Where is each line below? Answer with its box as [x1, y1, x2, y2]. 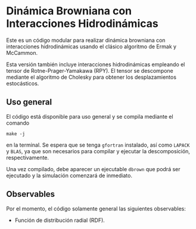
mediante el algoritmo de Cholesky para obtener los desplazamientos [6, 73, 177, 81]
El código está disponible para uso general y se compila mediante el [6, 113, 174, 120]
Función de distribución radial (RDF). [14, 216, 105, 224]
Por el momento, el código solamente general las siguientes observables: [6, 205, 186, 212]
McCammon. [6, 49, 38, 56]
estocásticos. [6, 79, 39, 87]
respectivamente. [6, 154, 49, 161]
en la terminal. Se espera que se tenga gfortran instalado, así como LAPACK [6, 141, 190, 148]
